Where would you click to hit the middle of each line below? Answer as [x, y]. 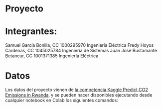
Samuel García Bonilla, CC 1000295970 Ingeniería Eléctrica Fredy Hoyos [80, 45]
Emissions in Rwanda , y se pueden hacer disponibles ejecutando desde [79, 95]
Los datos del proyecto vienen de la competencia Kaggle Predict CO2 [77, 90]
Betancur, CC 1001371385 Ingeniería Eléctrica [52, 56]
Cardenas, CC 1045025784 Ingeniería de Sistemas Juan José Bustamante [81, 51]
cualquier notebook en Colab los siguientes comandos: [62, 101]
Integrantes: [31, 32]
